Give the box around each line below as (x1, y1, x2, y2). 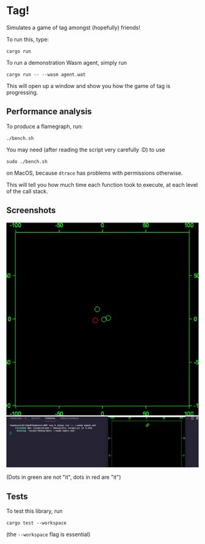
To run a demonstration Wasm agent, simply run (6, 59, 127, 66)
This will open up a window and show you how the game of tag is (6, 82, 171, 89)
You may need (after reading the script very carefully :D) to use (6, 146, 165, 153)
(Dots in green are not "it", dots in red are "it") (6, 474, 121, 481)
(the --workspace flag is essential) (6, 531, 91, 538)
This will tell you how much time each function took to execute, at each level (6, 181, 198, 188)
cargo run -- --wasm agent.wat (6, 71, 86, 78)
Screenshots (6, 205, 56, 216)
